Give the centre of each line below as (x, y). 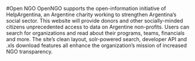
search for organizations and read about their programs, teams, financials (95, 33)
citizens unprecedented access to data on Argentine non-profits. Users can (98, 27)
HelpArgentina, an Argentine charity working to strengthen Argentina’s (91, 15)
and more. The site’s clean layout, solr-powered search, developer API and (97, 39)
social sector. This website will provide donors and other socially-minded (95, 21)
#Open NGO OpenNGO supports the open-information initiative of (86, 8)
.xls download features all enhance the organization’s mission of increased (97, 45)
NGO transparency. (29, 51)
